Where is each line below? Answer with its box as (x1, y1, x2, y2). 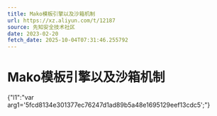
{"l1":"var (7, 93, 34, 102)
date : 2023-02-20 (7, 30, 59, 37)
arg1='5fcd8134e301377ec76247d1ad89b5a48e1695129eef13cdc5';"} (7, 100, 211, 110)
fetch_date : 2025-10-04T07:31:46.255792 (7, 37, 129, 44)
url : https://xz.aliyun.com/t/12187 (7, 17, 116, 24)
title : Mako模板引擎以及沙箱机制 (7, 10, 96, 18)
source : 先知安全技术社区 (7, 23, 76, 30)
